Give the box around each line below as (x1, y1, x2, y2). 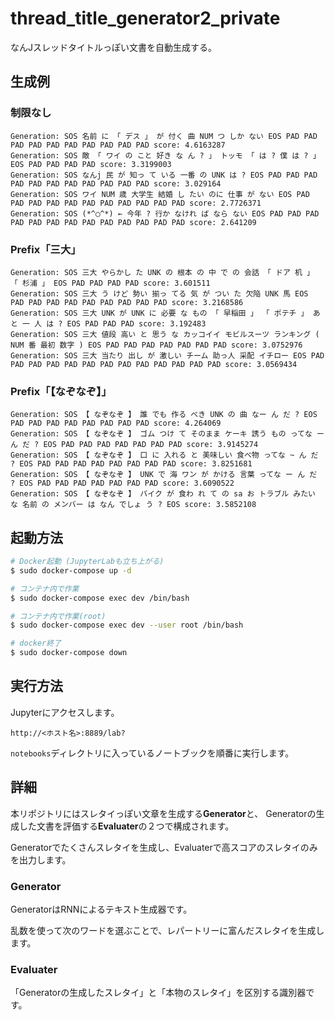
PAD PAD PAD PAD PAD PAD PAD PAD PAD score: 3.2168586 (10, 297, 244, 307)
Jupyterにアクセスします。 (10, 706, 120, 718)
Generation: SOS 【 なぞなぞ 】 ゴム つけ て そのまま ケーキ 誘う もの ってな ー (10, 429, 325, 439)
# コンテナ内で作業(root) (10, 611, 107, 621)
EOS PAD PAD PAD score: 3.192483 (66, 318, 207, 329)
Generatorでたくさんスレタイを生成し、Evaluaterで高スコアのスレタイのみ (10, 841, 318, 853)
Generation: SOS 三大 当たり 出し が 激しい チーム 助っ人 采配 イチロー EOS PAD (10, 350, 325, 361)
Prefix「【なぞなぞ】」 (10, 384, 112, 398)
